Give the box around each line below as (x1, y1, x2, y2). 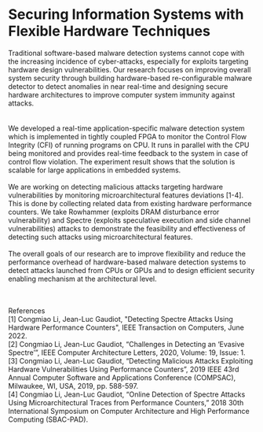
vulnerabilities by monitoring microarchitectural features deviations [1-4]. (8, 190, 244, 200)
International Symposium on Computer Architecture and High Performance (8, 406, 250, 415)
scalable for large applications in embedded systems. (8, 165, 181, 175)
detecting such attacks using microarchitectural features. (8, 232, 193, 242)
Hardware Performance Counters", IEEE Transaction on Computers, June (8, 323, 245, 332)
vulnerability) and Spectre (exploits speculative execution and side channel (8, 215, 251, 225)
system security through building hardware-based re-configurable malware (8, 73, 253, 83)
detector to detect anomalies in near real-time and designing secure (8, 81, 228, 91)
